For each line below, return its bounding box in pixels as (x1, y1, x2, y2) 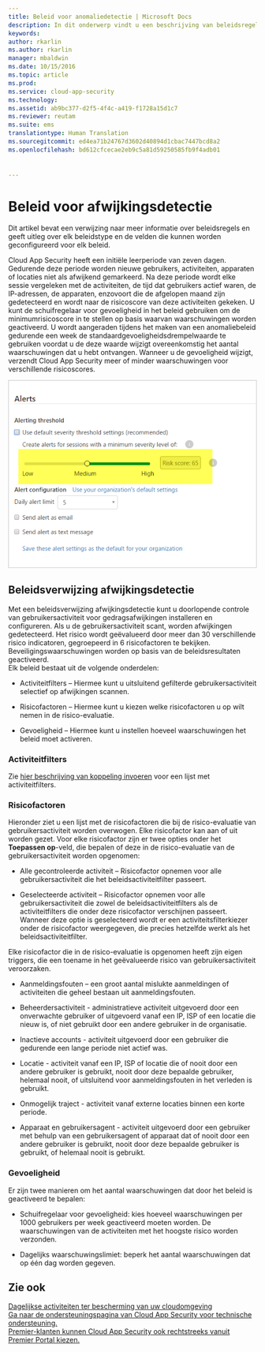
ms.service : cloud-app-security (8, 88, 114, 95)
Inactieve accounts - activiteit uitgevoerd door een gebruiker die (19, 1035, 229, 1044)
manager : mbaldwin (8, 54, 69, 62)
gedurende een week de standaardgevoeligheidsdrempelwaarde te (8, 331, 226, 341)
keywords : (8, 29, 41, 37)
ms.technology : (8, 95, 58, 104)
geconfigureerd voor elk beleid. (8, 241, 110, 250)
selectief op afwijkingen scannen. (19, 686, 130, 696)
